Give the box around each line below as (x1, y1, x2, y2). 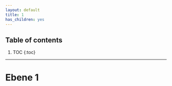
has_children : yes (5, 17, 45, 22)
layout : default (5, 7, 40, 13)
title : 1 (5, 12, 24, 17)
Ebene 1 (5, 72, 39, 83)
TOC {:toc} (12, 49, 36, 55)
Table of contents (5, 36, 62, 44)
